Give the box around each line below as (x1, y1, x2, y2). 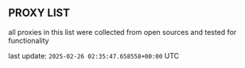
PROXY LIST (8, 6, 70, 20)
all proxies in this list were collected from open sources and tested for (8, 27, 237, 36)
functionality (8, 36, 49, 45)
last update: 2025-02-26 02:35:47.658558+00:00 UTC (8, 51, 180, 60)
